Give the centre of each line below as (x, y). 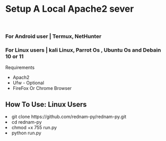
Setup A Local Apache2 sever (70, 9)
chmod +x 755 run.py (35, 127)
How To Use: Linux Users (46, 104)
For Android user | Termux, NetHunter (53, 36)
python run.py (27, 133)
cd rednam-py (27, 122)
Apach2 (21, 78)
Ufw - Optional (28, 83)
